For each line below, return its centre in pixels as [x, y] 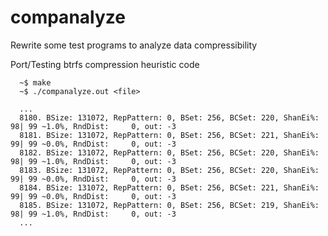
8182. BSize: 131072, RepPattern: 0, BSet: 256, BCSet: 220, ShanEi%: [169, 152]
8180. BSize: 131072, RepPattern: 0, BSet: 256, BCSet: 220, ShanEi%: [169, 117]
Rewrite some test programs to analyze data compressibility [134, 45]
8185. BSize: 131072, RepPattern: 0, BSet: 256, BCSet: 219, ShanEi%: [169, 205]
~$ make [35, 82]
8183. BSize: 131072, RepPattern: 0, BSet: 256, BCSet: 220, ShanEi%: [169, 170]
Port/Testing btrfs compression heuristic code [105, 64]
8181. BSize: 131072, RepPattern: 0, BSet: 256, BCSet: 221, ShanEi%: [169, 135]
